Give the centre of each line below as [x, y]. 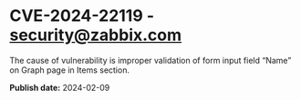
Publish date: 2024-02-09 [60, 87]
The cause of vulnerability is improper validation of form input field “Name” [150, 60]
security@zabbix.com [96, 35]
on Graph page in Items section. [70, 70]
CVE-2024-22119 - [82, 16]
